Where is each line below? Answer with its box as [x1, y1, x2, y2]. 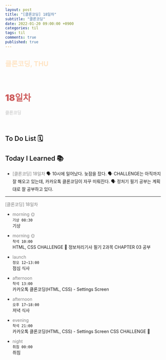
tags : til [5, 30, 26, 35]
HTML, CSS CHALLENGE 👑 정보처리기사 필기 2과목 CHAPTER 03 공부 [12, 244, 151, 250]
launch [12, 254, 26, 260]
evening [12, 317, 29, 323]
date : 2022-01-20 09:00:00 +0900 [5, 21, 74, 26]
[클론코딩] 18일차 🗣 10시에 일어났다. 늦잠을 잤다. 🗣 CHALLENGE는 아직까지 [12, 171, 161, 177]
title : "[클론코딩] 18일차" [5, 12, 57, 17]
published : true [5, 40, 39, 45]
